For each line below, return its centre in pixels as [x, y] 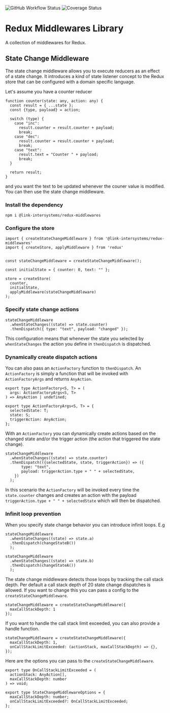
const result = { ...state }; [42, 105]
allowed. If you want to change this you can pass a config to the [72, 590]
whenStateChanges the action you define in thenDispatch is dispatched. [78, 344]
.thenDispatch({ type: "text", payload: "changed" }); [69, 329]
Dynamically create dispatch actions [51, 357]
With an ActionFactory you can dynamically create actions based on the [81, 433]
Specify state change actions [42, 309]
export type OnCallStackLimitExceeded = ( [51, 670]
